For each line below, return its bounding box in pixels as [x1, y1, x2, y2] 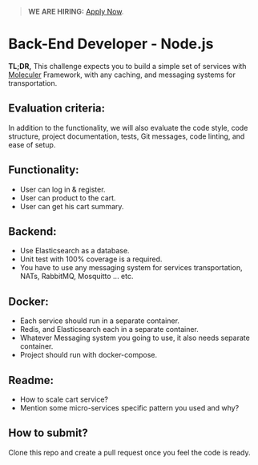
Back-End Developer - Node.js [8, 35, 214, 53]
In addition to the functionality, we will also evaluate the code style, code [8, 123, 248, 132]
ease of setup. [8, 139, 56, 149]
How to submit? [8, 427, 88, 440]
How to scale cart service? [19, 394, 109, 404]
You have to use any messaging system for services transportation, [19, 263, 243, 273]
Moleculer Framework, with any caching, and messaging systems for [8, 70, 236, 79]
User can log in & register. [19, 184, 106, 194]
